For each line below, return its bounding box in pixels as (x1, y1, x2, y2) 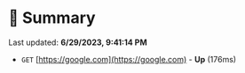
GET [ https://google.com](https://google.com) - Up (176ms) (20, 54, 237, 64)
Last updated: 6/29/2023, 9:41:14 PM (8, 37, 147, 47)
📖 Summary (8, 8, 96, 28)
